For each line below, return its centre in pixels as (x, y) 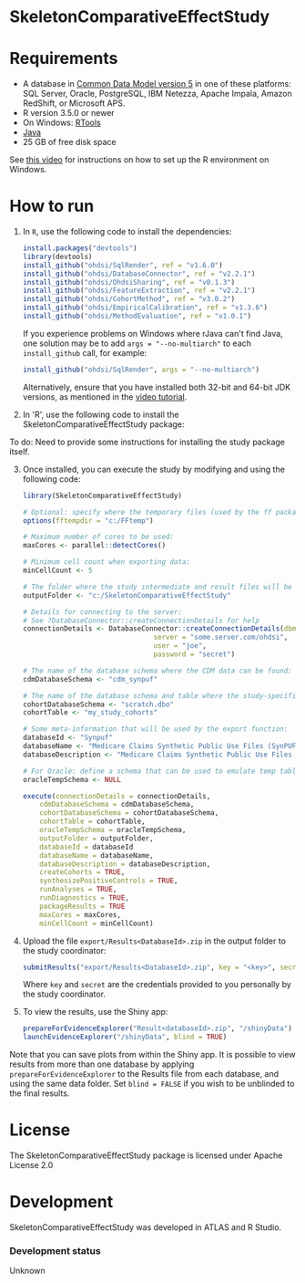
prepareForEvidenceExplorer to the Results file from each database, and (144, 1074)
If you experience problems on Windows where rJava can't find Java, (153, 333)
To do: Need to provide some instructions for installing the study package (147, 442)
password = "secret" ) (194, 654)
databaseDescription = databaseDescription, (125, 864)
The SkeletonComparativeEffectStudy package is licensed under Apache (146, 1155)
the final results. (40, 1093)
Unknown (27, 1271)
